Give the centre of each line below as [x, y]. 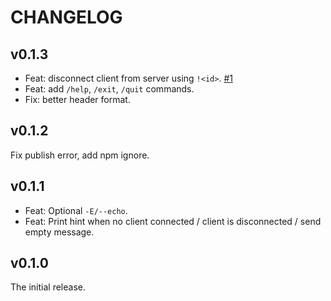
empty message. [59, 232]
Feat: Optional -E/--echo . [76, 210]
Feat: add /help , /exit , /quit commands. [109, 89]
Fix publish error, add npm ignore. [80, 155]
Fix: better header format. [77, 99]
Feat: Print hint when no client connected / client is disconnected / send [173, 221]
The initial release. [48, 287]
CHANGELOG [66, 17]
